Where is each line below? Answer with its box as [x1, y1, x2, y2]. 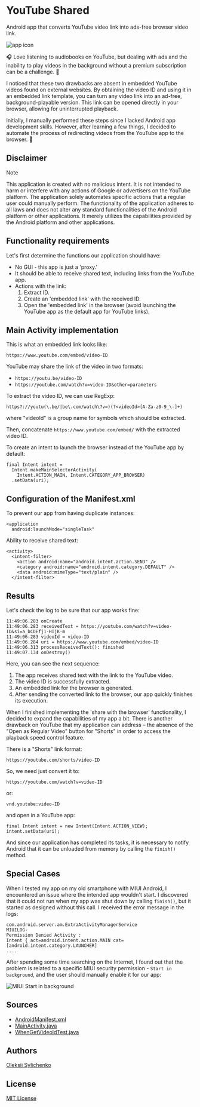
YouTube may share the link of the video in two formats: [6, 363, 143, 370]
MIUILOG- [6, 927, 28, 933]
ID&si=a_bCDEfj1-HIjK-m [6, 628, 66, 634]
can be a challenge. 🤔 [6, 68, 60, 75]
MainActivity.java [14, 1022, 57, 1029]
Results [6, 591, 35, 601]
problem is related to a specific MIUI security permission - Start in [6, 964, 172, 971]
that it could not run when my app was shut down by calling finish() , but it [6, 897, 191, 904]
